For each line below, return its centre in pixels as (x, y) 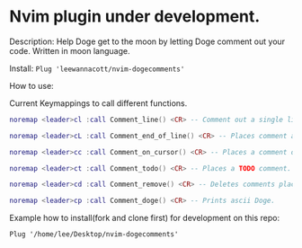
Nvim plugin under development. (135, 17)
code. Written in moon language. (70, 50)
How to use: (31, 85)
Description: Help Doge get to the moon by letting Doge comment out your (147, 41)
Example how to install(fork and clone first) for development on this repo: (145, 218)
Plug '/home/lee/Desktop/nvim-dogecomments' (94, 235)
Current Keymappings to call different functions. (98, 103)
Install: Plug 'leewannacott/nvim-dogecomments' (97, 68)
